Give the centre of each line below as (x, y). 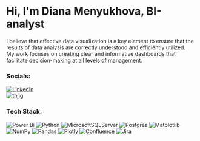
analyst (25, 24)
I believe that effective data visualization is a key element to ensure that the (100, 41)
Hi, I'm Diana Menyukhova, (75, 11)
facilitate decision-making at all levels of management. (74, 60)
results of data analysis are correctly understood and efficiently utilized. (96, 47)
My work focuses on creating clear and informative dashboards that (91, 53)
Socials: (18, 76)
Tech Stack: (24, 112)
